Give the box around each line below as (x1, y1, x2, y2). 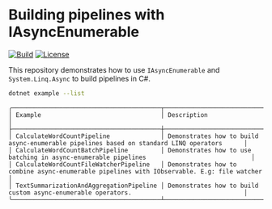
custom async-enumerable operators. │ (8, 188, 249, 197)
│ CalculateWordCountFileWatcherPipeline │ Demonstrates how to (8, 160, 237, 169)
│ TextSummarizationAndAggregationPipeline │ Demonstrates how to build (8, 182, 259, 190)
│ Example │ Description (8, 111, 208, 119)
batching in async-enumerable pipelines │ (8, 153, 255, 161)
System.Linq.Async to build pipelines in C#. (8, 73, 151, 83)
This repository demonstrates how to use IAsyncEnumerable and (8, 65, 220, 74)
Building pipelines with (8, 6, 165, 24)
